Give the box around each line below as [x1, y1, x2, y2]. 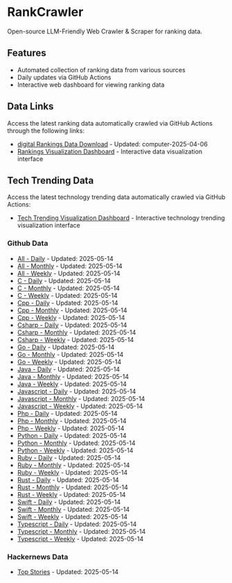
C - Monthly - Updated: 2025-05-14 [17, 284, 120, 292]
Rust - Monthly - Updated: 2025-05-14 [17, 483, 128, 491]
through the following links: [7, 126, 85, 135]
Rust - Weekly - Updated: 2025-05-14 [17, 490, 126, 498]
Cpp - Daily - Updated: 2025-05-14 [17, 298, 119, 307]
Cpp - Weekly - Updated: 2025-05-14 [17, 313, 125, 321]
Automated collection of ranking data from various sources [17, 65, 186, 74]
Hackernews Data [7, 552, 69, 561]
